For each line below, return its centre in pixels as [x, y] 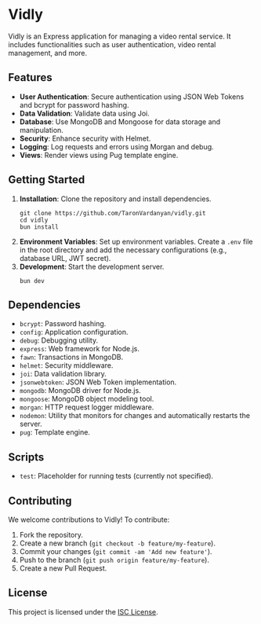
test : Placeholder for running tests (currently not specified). [116, 476]
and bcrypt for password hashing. [74, 105]
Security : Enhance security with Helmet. [85, 138]
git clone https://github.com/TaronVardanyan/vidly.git [112, 213]
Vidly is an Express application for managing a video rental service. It [120, 36]
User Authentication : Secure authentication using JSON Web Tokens [132, 97]
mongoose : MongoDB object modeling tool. [87, 399]
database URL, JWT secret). [65, 258]
